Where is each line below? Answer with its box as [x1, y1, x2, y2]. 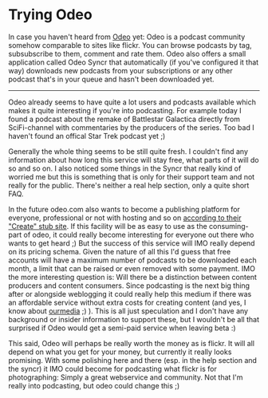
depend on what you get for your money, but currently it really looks [8, 347, 232, 357]
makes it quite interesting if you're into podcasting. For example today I [8, 105, 242, 115]
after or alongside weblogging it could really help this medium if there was [8, 289, 252, 298]
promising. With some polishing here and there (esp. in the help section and [8, 355, 258, 365]
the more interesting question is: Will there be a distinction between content [8, 272, 258, 282]
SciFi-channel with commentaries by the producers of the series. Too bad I [8, 122, 254, 132]
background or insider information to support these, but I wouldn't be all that [8, 314, 259, 324]
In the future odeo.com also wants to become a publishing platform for [8, 204, 241, 214]
